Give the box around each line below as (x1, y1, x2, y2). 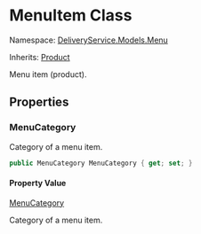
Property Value (9, 178, 67, 189)
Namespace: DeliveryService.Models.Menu (9, 35, 169, 45)
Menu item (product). (9, 68, 87, 80)
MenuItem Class (9, 5, 133, 26)
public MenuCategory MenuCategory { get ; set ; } (9, 159, 193, 168)
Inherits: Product (9, 51, 70, 62)
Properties (9, 95, 69, 110)
